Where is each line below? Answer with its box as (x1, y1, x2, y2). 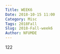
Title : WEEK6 (5, 7, 33, 12)
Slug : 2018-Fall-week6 (5, 26, 53, 31)
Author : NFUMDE (5, 30, 37, 35)
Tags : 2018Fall (5, 21, 37, 26)
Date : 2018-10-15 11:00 (5, 12, 55, 17)
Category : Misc (5, 16, 37, 21)
